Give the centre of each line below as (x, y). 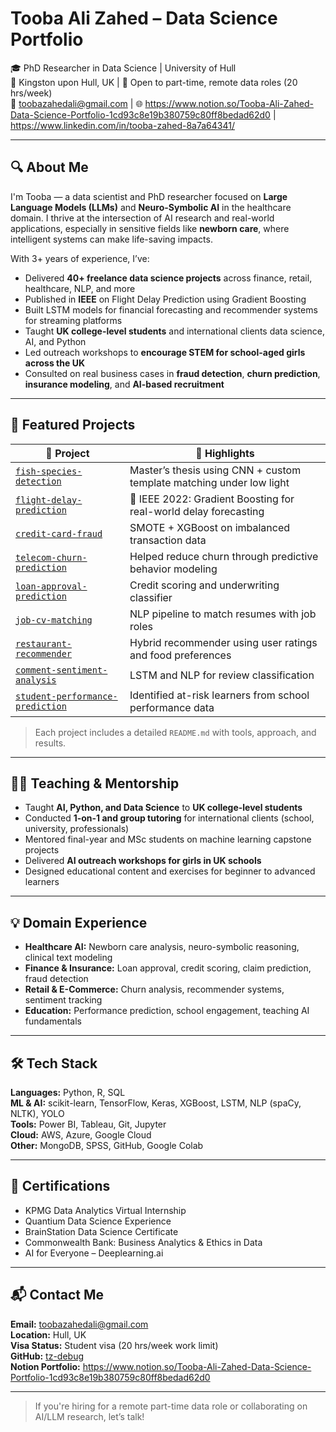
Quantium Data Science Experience (98, 1221)
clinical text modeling (68, 958)
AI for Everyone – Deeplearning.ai (94, 1253)
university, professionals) (77, 829)
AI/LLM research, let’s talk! (89, 1416)
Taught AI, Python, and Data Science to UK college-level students (163, 808)
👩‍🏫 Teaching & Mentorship (95, 783)
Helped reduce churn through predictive (224, 556)
